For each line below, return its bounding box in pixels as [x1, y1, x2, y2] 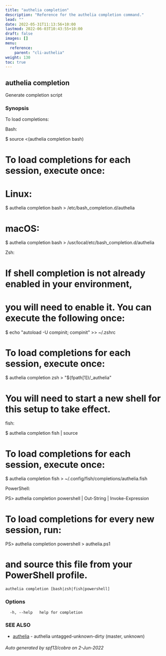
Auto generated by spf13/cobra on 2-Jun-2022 [5, 645, 104, 651]
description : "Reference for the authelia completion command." [5, 12, 144, 17]
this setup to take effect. [5, 403, 111, 415]
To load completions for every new [5, 513, 155, 525]
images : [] [5, 36, 28, 41]
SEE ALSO [5, 621, 31, 628]
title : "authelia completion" [5, 7, 70, 13]
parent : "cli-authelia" [14, 50, 65, 55]
